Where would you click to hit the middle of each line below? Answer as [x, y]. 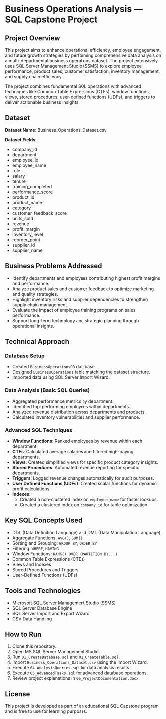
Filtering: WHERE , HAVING [36, 548]
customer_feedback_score [40, 213]
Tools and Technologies [43, 591]
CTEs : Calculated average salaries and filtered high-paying [73, 451]
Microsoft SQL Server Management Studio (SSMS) [64, 603]
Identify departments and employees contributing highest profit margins [86, 278]
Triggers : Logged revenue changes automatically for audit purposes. [83, 478]
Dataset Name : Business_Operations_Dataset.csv [56, 130]
